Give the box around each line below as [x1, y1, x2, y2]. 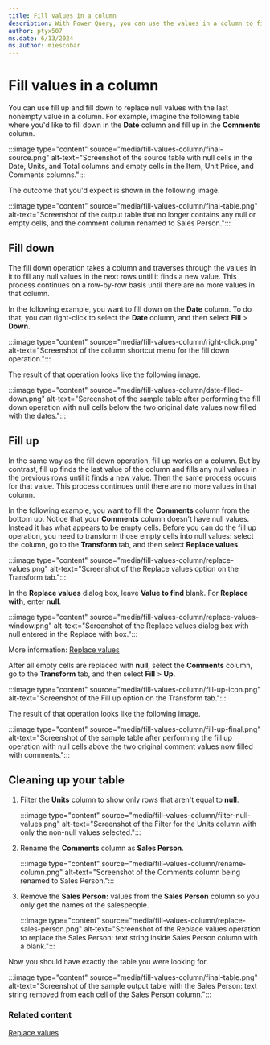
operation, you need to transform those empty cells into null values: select [8, 531, 255, 540]
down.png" [8, 394, 46, 403]
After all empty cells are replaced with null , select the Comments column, [8, 660, 253, 670]
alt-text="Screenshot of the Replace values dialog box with [53, 621, 249, 630]
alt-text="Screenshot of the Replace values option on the [49, 564, 239, 573]
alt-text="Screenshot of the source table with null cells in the [51, 153, 253, 163]
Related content [8, 1010, 72, 1021]
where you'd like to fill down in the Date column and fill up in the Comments [8, 120, 260, 130]
